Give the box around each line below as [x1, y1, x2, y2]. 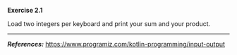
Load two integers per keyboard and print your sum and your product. [7, 20, 211, 28]
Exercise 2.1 [7, 6, 43, 14]
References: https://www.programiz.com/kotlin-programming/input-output [7, 40, 226, 48]
